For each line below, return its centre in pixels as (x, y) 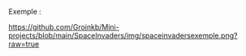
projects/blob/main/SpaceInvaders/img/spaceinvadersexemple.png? (123, 36)
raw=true (24, 44)
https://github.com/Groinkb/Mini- (64, 27)
